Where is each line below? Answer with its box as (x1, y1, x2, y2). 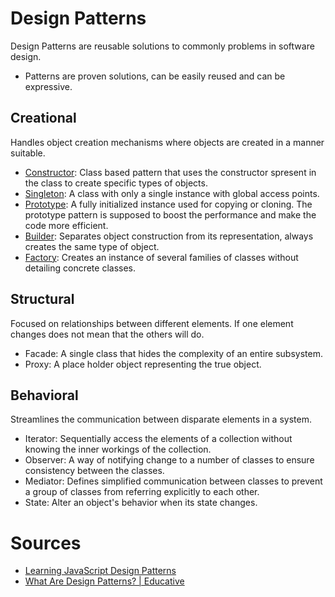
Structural (10, 291, 75, 308)
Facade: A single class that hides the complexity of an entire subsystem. (24, 347, 323, 359)
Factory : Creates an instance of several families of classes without (24, 251, 299, 263)
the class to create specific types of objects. (24, 177, 208, 189)
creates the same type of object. (24, 240, 160, 252)
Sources (10, 532, 82, 554)
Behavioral (10, 387, 79, 404)
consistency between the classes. (24, 465, 165, 477)
